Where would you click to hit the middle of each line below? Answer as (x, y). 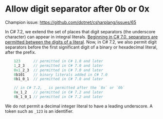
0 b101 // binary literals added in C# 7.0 (61, 74)
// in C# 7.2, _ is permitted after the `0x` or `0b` (69, 88)
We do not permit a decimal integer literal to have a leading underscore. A (79, 106)
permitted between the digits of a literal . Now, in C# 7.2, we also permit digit (81, 42)
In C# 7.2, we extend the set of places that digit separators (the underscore (80, 31)
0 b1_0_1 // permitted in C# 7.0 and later (59, 79)
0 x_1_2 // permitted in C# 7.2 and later (59, 92)
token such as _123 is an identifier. (39, 111)
